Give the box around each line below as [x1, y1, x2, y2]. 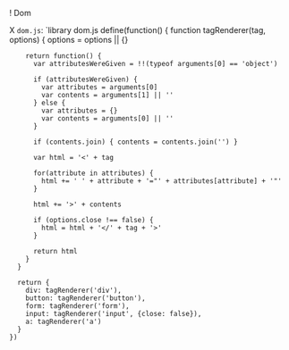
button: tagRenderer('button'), [25, 294, 146, 303]
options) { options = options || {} [9, 35, 129, 45]
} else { [32, 98, 66, 107]
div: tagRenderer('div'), [25, 286, 123, 295]
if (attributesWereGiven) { [32, 75, 139, 84]
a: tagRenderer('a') [25, 317, 102, 326]
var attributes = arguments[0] [41, 83, 158, 92]
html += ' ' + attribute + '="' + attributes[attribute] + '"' [41, 177, 282, 186]
